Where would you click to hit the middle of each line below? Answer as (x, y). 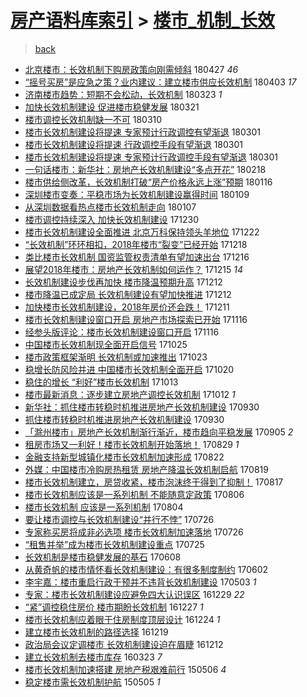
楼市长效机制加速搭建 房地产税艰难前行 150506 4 (125, 669)
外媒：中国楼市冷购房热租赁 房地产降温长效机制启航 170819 (146, 469)
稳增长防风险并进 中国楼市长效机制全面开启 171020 (129, 369)
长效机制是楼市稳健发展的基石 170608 (103, 557)
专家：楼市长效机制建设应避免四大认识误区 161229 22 (134, 594)
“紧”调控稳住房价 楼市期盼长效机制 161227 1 (114, 607)
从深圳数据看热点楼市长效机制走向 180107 (110, 207)
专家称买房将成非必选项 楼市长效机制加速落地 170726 (134, 532)
